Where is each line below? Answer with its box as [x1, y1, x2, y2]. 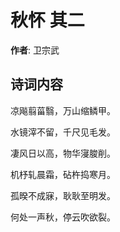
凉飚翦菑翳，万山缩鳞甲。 [10, 104, 116, 116]
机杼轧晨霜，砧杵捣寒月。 [10, 168, 116, 180]
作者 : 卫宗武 [10, 44, 60, 56]
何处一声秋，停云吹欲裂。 [10, 211, 116, 223]
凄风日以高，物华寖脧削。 [10, 147, 116, 159]
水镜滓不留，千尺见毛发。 [10, 126, 116, 138]
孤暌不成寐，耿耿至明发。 [10, 189, 116, 201]
